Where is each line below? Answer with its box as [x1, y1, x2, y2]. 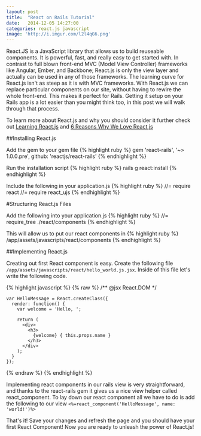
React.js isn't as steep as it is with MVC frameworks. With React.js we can [6, 79, 188, 87]
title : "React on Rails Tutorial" [6, 14, 95, 20]
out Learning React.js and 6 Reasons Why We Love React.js [6, 123, 154, 130]
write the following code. [6, 273, 68, 280]
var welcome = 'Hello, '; [17, 306, 82, 312]
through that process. [6, 105, 60, 112]
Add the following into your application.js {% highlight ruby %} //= [6, 212, 169, 219]
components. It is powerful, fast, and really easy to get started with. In [6, 54, 179, 61]
